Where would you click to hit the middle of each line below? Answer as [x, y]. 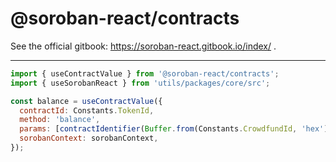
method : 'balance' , [60, 120]
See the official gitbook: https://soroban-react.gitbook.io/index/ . [143, 46]
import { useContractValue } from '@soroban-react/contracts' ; [145, 73]
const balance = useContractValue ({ [86, 101]
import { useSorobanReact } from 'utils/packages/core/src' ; [140, 83]
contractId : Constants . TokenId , [87, 110]
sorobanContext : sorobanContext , [89, 138]
